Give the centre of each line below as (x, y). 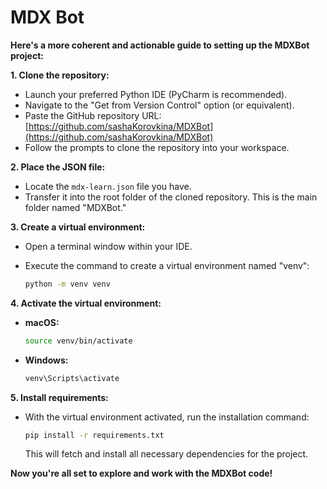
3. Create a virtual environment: (78, 227)
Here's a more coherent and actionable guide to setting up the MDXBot (160, 45)
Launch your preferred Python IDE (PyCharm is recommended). (156, 94)
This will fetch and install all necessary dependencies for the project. (166, 454)
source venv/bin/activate (78, 341)
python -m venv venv (67, 284)
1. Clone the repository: (60, 75)
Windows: (46, 360)
